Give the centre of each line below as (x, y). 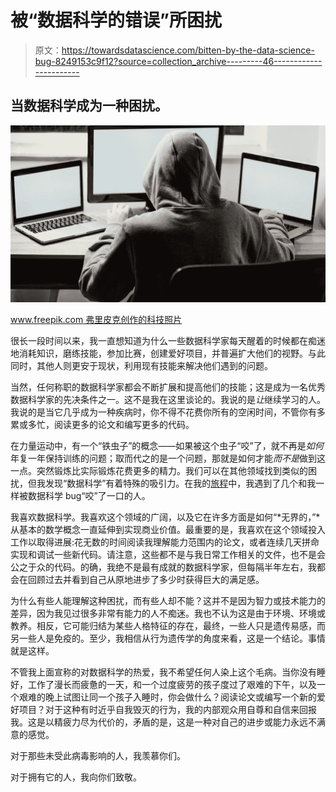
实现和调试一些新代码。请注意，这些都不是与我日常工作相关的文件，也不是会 (168, 554)
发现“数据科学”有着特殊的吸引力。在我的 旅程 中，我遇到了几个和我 (180, 483)
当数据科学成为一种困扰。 (89, 106)
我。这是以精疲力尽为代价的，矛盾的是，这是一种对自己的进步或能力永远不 (163, 722)
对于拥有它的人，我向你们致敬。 (76, 777)
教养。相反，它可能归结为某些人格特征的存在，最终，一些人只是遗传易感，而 (168, 625)
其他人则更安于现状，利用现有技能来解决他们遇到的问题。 (154, 365)
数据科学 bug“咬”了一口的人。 (89, 495)
